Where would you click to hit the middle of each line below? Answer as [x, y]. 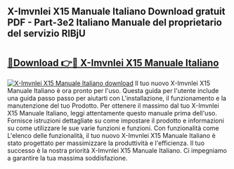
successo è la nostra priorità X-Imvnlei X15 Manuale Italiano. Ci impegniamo [117, 150]
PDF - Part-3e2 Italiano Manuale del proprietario [115, 23]
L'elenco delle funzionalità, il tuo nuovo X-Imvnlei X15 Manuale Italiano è [111, 136]
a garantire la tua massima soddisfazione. [67, 158]
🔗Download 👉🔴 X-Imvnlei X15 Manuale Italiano [113, 63]
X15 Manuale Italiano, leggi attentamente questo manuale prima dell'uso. [112, 113]
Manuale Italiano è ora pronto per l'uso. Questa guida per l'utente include [113, 90]
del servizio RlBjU [46, 33]
